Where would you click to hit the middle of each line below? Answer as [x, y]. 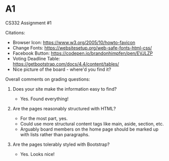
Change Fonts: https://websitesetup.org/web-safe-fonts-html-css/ [82, 48]
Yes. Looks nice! [37, 154]
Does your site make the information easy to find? [64, 89]
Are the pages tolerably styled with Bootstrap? [61, 144]
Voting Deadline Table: [36, 58]
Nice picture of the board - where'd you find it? [62, 69]
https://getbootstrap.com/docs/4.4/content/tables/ [66, 64]
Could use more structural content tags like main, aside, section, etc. [92, 124]
